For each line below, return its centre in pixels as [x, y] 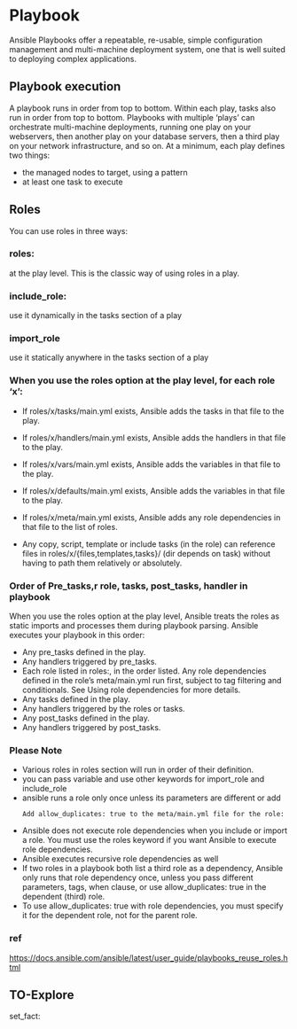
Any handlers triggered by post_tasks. [91, 728]
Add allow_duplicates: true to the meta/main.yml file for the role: [153, 815]
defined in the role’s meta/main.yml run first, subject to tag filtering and [152, 681]
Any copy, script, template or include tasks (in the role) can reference [148, 544]
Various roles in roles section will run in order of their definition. [138, 770]
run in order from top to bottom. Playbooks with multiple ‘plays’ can [132, 117]
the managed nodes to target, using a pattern [105, 172]
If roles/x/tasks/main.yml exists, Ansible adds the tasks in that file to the [153, 411]
